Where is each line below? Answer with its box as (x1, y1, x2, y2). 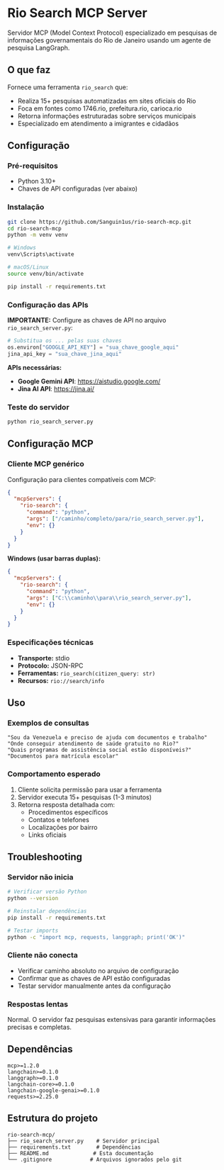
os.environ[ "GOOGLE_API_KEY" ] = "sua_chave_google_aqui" (7, 344, 179, 351)
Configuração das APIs (7, 300, 89, 310)
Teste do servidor (7, 402, 69, 412)
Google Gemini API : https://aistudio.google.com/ (17, 377, 161, 386)
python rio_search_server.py (7, 418, 94, 425)
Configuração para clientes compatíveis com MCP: (7, 475, 156, 483)
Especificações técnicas (7, 638, 94, 648)
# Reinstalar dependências (7, 907, 87, 915)
